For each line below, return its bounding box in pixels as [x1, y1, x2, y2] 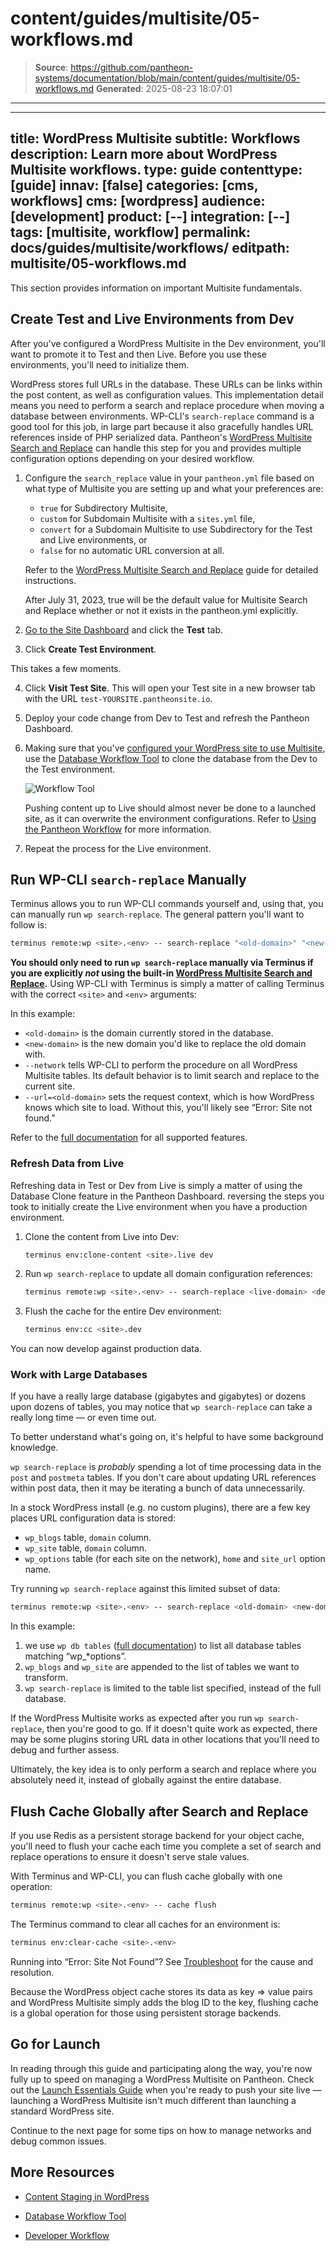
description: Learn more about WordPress [10, 146, 278, 163]
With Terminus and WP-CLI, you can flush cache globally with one [10, 1870, 283, 1882]
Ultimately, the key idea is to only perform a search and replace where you [10, 1763, 317, 1776]
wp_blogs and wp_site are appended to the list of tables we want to [24, 1661, 300, 1673]
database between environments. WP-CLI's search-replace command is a [10, 410, 315, 422]
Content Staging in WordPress [24, 2190, 150, 2202]
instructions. [24, 574, 77, 586]
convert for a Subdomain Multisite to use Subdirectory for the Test [39, 523, 313, 535]
